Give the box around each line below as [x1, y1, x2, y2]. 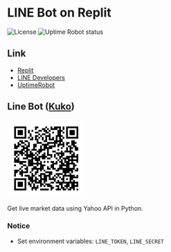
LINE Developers [17, 73, 66, 81]
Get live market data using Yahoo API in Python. [7, 204, 143, 212]
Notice [7, 221, 30, 231]
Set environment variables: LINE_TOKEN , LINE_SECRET [17, 237, 164, 245]
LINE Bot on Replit [7, 5, 112, 21]
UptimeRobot [17, 81, 55, 89]
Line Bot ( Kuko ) [7, 101, 75, 113]
